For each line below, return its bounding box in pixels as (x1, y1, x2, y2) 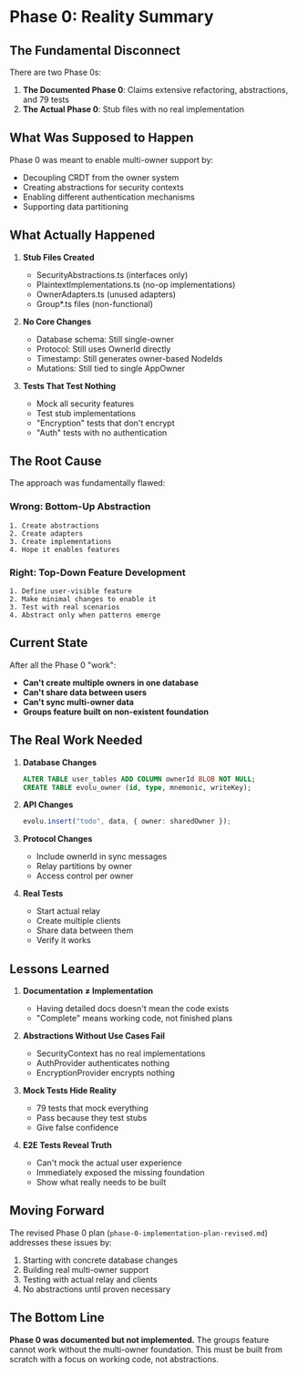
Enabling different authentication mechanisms (22, 191, 196, 202)
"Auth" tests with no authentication (36, 426, 168, 438)
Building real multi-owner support (22, 1264, 149, 1275)
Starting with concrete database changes (22, 1255, 179, 1266)
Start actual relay (36, 906, 101, 917)
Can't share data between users (22, 686, 148, 698)
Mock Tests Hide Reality (22, 1085, 117, 1096)
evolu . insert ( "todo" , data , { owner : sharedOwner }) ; (22, 817, 231, 826)
